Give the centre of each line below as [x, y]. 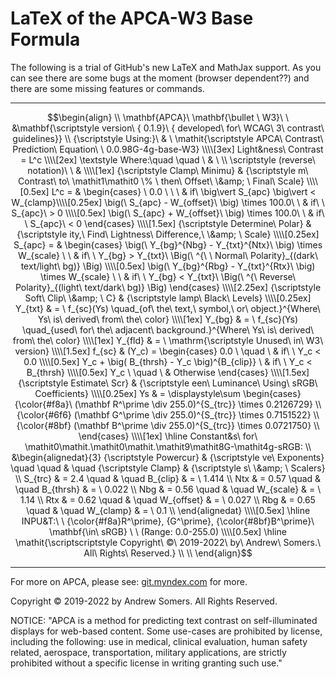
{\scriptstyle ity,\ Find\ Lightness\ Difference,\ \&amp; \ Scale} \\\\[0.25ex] [168, 234]
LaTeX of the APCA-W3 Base [132, 18]
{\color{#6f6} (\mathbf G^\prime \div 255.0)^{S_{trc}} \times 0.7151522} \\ [168, 414]
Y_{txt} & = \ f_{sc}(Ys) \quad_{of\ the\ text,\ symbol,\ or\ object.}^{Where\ [168, 308]
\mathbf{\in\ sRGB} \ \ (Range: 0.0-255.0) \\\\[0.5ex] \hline [168, 531]
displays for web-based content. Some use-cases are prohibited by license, [166, 631]
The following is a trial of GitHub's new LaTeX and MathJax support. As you [166, 67]
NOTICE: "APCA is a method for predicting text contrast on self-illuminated [164, 620]
